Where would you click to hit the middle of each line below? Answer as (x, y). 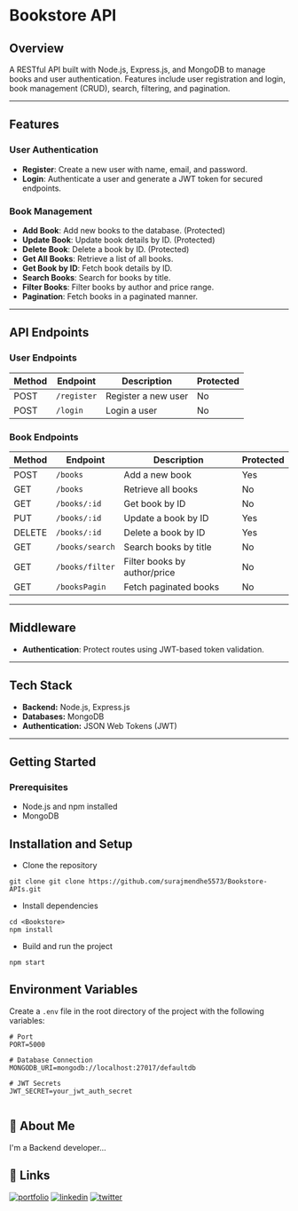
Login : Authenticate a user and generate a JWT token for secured (142, 178)
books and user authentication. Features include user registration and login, (147, 79)
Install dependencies (60, 906)
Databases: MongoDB (63, 716)
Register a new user (147, 396)
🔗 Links (30, 1176)
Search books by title (168, 547)
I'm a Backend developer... (58, 1147)
